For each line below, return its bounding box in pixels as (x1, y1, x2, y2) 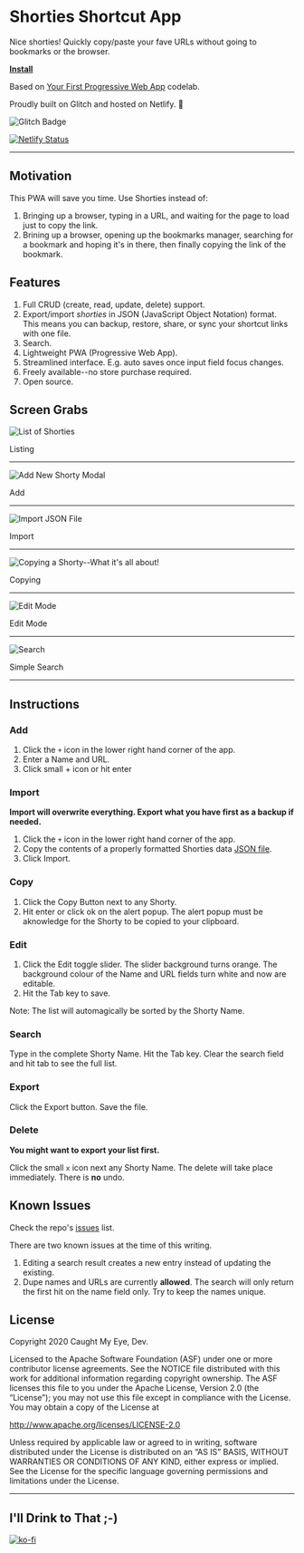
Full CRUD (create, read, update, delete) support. (22, 299, 205, 310)
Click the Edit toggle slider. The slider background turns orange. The (22, 959, 278, 969)
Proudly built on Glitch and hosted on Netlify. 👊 (9, 98, 184, 110)
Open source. (22, 376, 74, 387)
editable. (22, 978, 56, 989)
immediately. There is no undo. (9, 1172, 125, 1182)
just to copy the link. (22, 219, 99, 230)
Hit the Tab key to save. (22, 988, 111, 998)
